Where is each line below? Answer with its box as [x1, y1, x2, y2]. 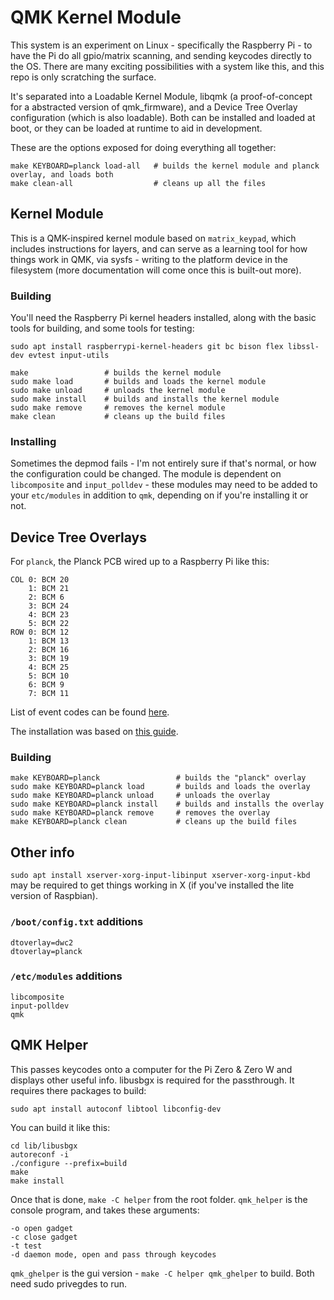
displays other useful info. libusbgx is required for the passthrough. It [10, 1074, 295, 1086]
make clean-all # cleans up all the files [10, 178, 267, 188]
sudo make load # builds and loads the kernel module [10, 377, 267, 387]
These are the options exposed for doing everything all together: [10, 141, 277, 153]
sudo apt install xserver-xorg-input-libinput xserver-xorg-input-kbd [10, 871, 311, 881]
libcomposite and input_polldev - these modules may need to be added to [10, 479, 318, 491]
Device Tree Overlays [10, 529, 147, 546]
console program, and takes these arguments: [10, 1204, 200, 1216]
